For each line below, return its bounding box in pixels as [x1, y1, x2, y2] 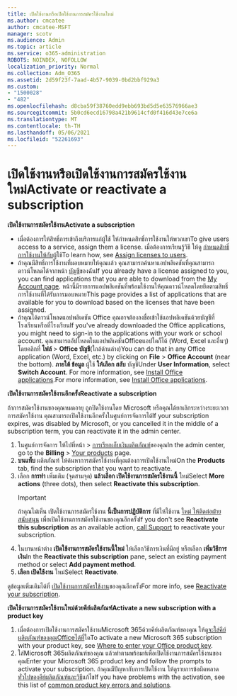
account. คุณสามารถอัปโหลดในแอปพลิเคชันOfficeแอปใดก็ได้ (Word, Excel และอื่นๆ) [17, 337, 229, 345]
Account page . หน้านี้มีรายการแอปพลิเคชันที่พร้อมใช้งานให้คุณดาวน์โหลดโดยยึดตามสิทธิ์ [17, 282, 229, 291]
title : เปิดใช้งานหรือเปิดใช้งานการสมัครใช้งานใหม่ [7, 10, 115, 18]
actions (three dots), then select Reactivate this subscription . [17, 480, 200, 488]
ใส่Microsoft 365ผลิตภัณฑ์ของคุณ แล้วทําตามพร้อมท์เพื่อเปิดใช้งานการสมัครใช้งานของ [17, 649, 221, 658]
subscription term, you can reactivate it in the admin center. [7, 427, 181, 436]
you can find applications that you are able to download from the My [17, 274, 217, 284]
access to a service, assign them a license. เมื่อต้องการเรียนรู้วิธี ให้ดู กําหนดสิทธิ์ [17, 242, 230, 252]
